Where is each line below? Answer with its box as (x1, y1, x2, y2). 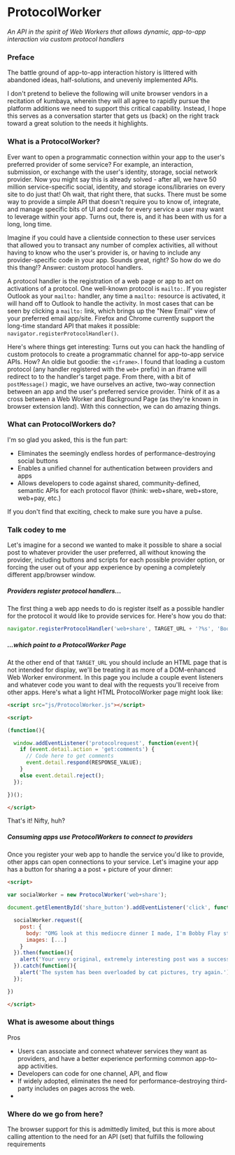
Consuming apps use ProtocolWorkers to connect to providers (7, 832, 194, 842)
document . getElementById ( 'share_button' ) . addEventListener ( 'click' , (7, 904, 211, 912)
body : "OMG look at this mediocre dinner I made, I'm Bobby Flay (25, 930, 220, 937)
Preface (7, 52, 35, 62)
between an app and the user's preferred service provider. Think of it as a (7, 387, 220, 396)
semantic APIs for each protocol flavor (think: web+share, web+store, (17, 486, 218, 494)
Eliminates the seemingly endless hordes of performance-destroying (17, 449, 215, 457)
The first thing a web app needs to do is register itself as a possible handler (7, 604, 225, 613)
